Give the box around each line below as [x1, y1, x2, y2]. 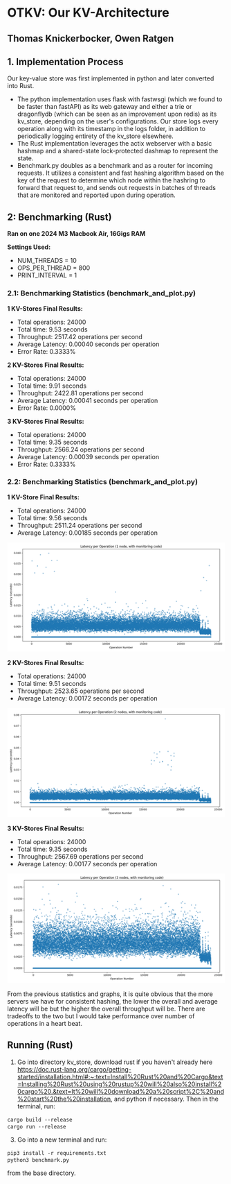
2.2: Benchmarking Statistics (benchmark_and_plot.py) [7, 477, 198, 487]
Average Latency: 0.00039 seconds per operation [17, 452, 160, 461]
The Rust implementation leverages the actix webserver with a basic [17, 139, 212, 148]
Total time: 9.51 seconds [17, 679, 86, 687]
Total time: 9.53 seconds [17, 325, 88, 334]
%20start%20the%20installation [17, 1095, 111, 1103]
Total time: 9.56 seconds [17, 513, 88, 522]
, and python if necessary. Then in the [110, 1095, 219, 1103]
